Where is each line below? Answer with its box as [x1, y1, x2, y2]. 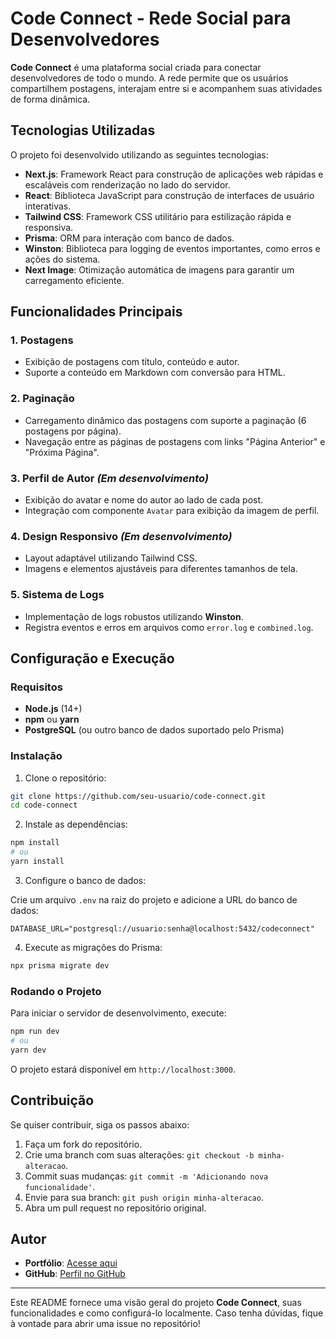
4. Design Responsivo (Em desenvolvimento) [10, 529, 233, 543]
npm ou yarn [24, 713, 80, 726]
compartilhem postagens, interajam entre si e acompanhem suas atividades [10, 82, 323, 94]
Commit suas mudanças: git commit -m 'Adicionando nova [24, 1170, 269, 1182]
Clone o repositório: [24, 772, 107, 784]
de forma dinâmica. [10, 93, 91, 105]
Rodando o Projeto [10, 984, 102, 998]
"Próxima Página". [24, 446, 100, 458]
